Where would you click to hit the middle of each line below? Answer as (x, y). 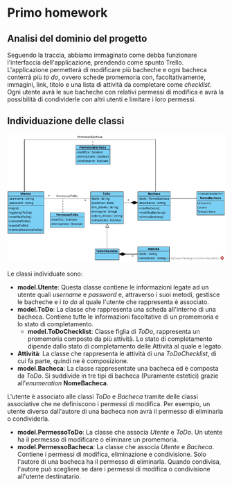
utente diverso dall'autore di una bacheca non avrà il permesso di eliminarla (115, 412)
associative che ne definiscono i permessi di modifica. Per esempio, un (109, 404)
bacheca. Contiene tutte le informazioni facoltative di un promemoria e (118, 317)
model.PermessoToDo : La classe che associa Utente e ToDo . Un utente (120, 433)
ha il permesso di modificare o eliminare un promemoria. (98, 439)
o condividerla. (28, 419)
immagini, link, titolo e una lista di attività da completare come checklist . (110, 84)
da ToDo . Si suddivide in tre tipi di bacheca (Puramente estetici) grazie (118, 376)
